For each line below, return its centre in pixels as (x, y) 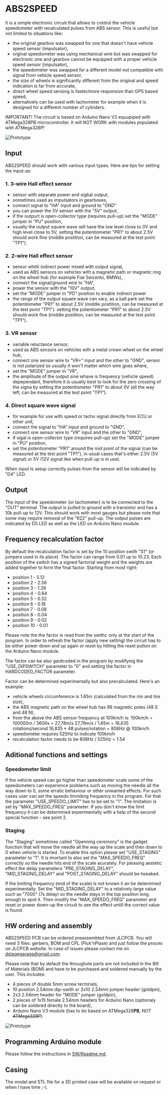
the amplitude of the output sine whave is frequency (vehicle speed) (83, 376)
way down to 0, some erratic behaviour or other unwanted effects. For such (83, 791)
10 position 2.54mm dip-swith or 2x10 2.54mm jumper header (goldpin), (87, 989)
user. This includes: (25, 974)
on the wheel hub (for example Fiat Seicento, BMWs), (67, 278)
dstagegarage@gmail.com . (33, 954)
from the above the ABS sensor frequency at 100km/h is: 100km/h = (82, 718)
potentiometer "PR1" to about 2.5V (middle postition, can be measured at (88, 304)
